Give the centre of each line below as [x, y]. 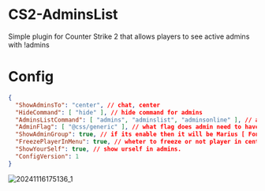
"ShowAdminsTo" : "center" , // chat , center [88, 105]
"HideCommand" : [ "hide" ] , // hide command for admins [109, 112]
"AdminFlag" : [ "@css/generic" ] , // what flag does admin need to [129, 127]
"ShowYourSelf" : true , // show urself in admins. [98, 149]
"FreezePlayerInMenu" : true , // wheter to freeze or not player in [129, 142]
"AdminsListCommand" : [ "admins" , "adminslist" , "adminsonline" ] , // [134, 120]
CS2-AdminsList [63, 15]
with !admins [29, 44]
